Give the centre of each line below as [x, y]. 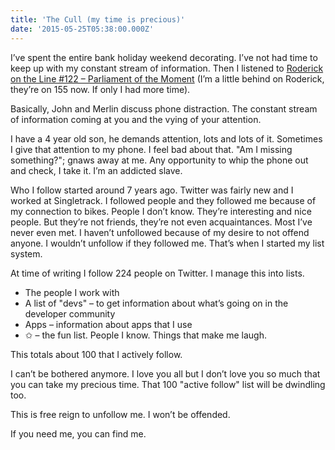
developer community [70, 313]
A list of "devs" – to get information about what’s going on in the [156, 303]
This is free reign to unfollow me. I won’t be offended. [120, 414]
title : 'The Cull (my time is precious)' [98, 19]
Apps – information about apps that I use [108, 324]
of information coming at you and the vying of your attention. [136, 119]
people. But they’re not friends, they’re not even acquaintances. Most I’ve [161, 222]
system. [26, 253]
